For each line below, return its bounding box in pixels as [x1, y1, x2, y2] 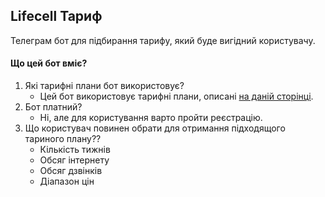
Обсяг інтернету [39, 154, 110, 166]
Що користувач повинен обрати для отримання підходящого [24, 122, 286, 134]
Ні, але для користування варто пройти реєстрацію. [39, 112, 263, 124]
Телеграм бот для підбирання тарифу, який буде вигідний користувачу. [10, 34, 316, 46]
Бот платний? [24, 101, 83, 113]
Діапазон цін [39, 175, 95, 188]
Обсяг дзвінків [39, 165, 103, 177]
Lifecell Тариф [10, 8, 103, 25]
